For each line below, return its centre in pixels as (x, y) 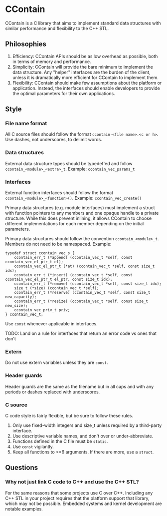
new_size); (16, 306)
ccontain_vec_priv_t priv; (42, 310)
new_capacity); (21, 297)
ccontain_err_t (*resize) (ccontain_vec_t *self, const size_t (81, 301)
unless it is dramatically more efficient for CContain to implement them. (85, 77)
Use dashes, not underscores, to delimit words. (54, 140)
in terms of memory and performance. (52, 62)
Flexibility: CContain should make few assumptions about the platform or (87, 83)
